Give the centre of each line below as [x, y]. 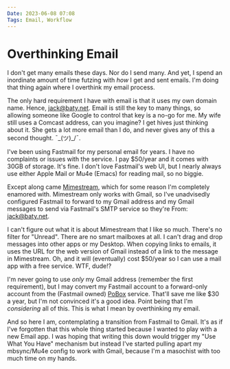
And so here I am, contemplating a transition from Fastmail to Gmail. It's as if [115, 322]
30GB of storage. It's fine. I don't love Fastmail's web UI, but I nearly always [114, 166]
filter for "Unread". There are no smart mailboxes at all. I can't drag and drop [115, 237]
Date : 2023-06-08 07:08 [41, 13]
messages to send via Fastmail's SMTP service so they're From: [97, 209]
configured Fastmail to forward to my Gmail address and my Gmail [101, 202]
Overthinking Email [63, 54]
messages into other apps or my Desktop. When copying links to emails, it [112, 244]
